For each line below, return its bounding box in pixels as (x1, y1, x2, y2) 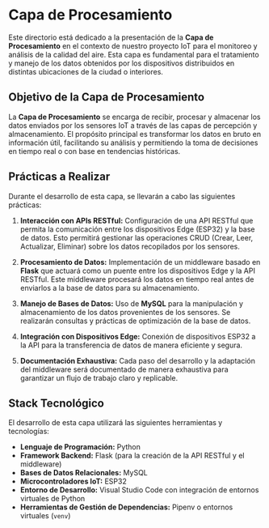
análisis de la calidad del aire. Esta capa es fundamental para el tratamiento (8, 49, 260, 59)
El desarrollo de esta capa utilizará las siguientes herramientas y (8, 418, 223, 428)
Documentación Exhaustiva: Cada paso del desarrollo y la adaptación (19, 356, 256, 365)
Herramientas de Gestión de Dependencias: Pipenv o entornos (19, 502, 233, 512)
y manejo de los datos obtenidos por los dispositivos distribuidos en (8, 58, 235, 68)
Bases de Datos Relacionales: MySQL (19, 468, 148, 478)
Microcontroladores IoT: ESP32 (19, 476, 127, 487)
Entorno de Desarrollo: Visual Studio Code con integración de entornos (19, 485, 259, 495)
